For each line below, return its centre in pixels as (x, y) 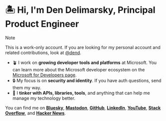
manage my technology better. (44, 98)
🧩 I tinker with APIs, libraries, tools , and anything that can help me (81, 93)
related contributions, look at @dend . (43, 53)
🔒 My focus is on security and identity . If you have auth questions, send (87, 80)
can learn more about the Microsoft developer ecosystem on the (79, 69)
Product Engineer (42, 24)
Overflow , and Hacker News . (36, 113)
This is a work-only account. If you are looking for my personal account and (83, 47)
